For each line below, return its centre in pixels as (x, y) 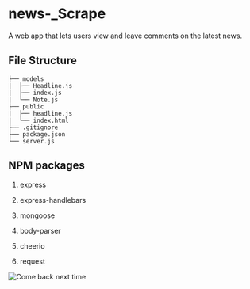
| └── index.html (38, 120)
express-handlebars (53, 200)
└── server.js (32, 141)
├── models (26, 79)
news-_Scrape (57, 14)
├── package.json (37, 134)
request (32, 261)
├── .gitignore (33, 127)
